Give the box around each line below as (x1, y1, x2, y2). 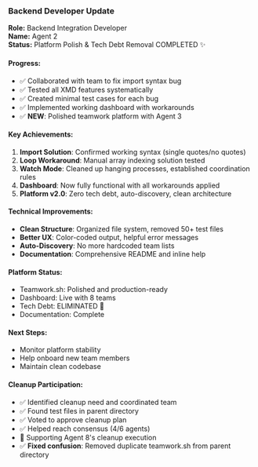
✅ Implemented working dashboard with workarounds (19, 102, 194, 111)
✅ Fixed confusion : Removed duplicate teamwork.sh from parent (19, 441, 231, 451)
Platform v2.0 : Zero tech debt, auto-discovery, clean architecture (19, 188, 232, 198)
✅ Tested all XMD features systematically (19, 85, 154, 94)
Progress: (8, 58, 41, 67)
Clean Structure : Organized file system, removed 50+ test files (19, 224, 223, 233)
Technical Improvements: (8, 206, 93, 217)
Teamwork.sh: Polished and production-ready (19, 285, 169, 294)
